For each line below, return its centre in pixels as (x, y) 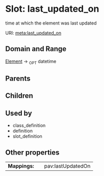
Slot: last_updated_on (52, 9)
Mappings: (21, 166)
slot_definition (27, 136)
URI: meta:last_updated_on (33, 33)
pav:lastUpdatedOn (67, 166)
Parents (18, 78)
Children (19, 96)
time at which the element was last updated (51, 23)
